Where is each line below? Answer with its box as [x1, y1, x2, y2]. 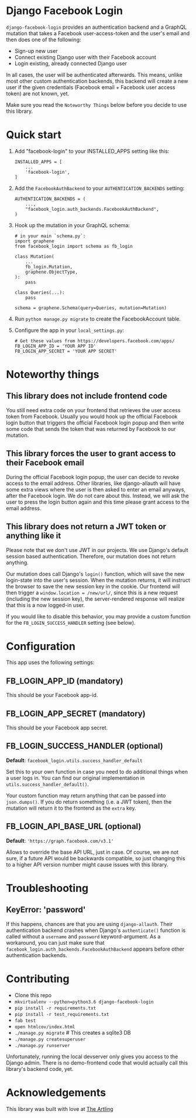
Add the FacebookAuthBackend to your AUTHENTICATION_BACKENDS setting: [14, 184, 185, 191]
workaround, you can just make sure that [6, 939, 105, 946]
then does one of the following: [6, 36, 81, 43]
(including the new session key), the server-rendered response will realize [6, 595, 185, 602]
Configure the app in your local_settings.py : [14, 326, 124, 334]
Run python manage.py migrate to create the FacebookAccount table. [14, 315, 181, 322]
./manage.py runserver [14, 1042, 70, 1049]
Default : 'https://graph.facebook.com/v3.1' [6, 837, 114, 844]
